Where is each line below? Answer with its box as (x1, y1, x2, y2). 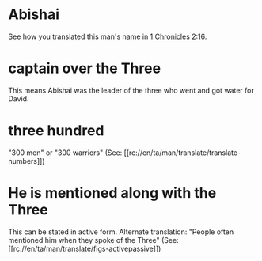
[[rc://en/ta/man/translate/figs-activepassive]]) (8, 244, 161, 253)
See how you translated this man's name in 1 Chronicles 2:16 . (8, 32, 207, 41)
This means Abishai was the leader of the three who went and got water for (8, 85, 255, 95)
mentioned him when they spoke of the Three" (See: (8, 235, 180, 244)
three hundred (8, 122, 104, 140)
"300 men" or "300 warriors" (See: (8, 148, 123, 157)
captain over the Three (8, 59, 161, 78)
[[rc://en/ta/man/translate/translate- (123, 148, 241, 157)
